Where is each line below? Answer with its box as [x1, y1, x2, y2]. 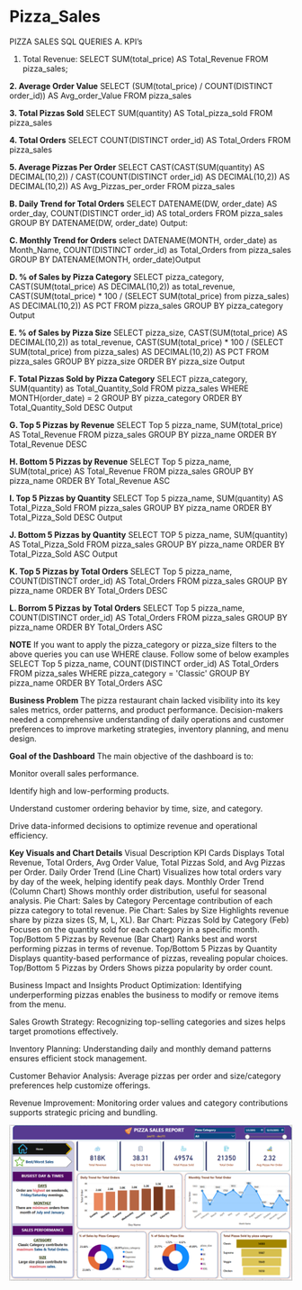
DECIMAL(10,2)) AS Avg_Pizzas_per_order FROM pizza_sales [9, 180, 235, 191]
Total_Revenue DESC [9, 439, 87, 450]
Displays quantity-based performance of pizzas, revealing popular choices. [9, 952, 289, 963]
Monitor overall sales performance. [9, 768, 139, 778]
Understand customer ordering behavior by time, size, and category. [9, 803, 263, 813]
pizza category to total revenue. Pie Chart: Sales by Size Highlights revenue [9, 904, 289, 915]
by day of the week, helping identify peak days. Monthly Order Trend [9, 876, 264, 886]
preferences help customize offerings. [9, 1079, 151, 1091]
